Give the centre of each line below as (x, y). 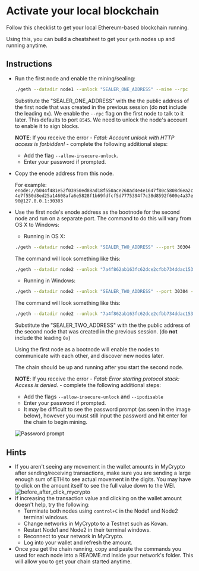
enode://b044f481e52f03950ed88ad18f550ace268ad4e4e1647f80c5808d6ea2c (104, 191)
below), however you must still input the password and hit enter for (105, 416)
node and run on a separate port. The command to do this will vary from (103, 218)
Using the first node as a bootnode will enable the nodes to (87, 350)
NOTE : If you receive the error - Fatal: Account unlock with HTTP (94, 138)
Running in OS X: (44, 236)
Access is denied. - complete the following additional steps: (88, 385)
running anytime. (27, 45)
